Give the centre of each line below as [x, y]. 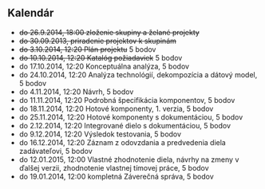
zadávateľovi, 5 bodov [55, 151]
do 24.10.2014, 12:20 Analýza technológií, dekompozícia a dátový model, [138, 74]
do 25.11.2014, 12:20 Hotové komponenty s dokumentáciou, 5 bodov [131, 117]
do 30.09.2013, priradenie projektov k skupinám [98, 41]
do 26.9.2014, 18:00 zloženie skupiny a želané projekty [109, 32]
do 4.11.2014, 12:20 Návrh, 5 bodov [76, 92]
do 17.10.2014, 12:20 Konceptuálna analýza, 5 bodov [104, 66]
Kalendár [31, 13]
